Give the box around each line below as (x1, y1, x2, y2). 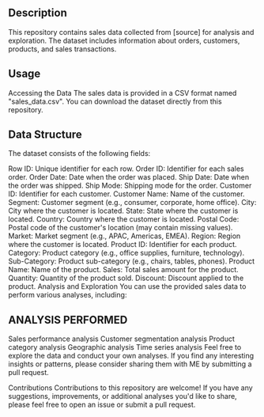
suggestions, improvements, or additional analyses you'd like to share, (8, 392, 237, 401)
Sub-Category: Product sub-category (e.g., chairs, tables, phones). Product (8, 256, 255, 266)
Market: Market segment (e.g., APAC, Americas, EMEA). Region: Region (8, 231, 241, 241)
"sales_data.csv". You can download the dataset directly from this (8, 97, 223, 106)
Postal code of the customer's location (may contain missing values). (8, 223, 233, 233)
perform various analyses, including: (8, 290, 127, 300)
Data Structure (8, 128, 83, 142)
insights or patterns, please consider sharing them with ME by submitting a (8, 359, 252, 369)
